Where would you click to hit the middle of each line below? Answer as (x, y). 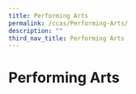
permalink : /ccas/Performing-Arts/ (68, 23)
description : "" (36, 31)
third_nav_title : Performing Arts (67, 38)
